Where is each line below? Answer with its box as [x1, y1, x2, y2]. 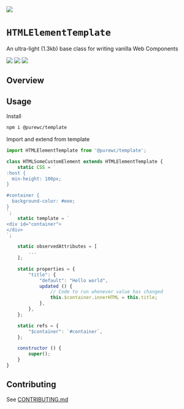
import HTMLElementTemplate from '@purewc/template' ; [6, 147, 147, 154]
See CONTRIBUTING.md [6, 395, 69, 403]
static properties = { [17, 266, 75, 272]
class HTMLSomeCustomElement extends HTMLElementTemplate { [6, 158, 164, 165]
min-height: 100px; [12, 176, 62, 182]
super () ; [28, 351, 51, 357]
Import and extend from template [6, 136, 90, 143]
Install [6, 112, 21, 120]
